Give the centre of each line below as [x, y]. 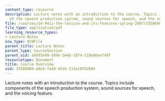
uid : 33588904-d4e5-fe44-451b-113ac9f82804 [50, 69]
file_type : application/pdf [34, 28]
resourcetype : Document [29, 60]
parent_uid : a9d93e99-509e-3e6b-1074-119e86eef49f [58, 55]
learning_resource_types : [31, 32]
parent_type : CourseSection [34, 50]
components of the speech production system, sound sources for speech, [80, 88]
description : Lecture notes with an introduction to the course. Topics [81, 14]
